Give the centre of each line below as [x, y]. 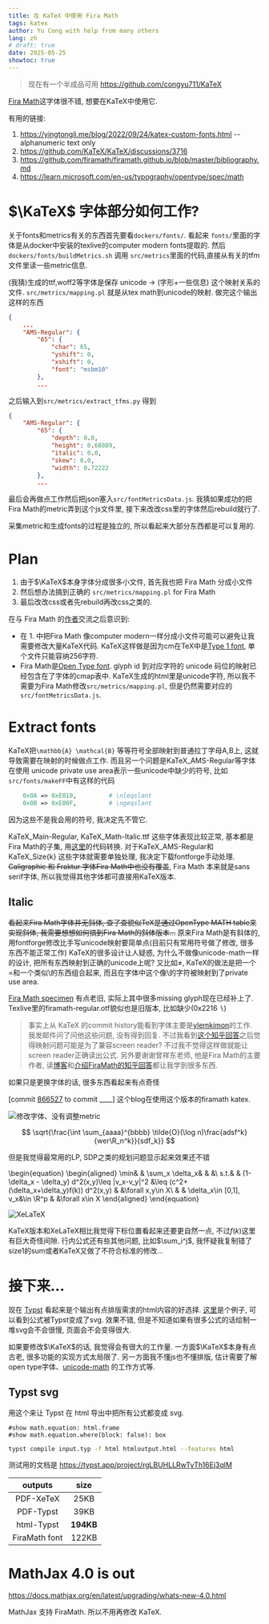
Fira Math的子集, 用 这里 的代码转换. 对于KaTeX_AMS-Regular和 [111, 846]
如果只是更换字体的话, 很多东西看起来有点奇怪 [84, 1082]
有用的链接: [27, 118]
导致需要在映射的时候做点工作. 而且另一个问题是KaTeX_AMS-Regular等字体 [132, 760]
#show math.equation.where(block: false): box [87, 1435]
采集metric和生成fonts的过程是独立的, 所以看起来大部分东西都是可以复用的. [132, 526]
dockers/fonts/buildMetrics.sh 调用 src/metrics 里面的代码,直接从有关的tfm [134, 255]
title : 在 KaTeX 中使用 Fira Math [63, 16]
